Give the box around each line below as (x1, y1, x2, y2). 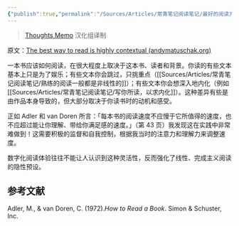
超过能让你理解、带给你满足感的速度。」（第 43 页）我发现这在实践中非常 (19, 120, 231, 129)
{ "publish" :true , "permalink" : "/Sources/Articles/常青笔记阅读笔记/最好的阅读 (7, 10, 230, 18)
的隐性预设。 (7, 162, 45, 171)
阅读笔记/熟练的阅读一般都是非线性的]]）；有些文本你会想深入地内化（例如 (13, 79, 230, 87)
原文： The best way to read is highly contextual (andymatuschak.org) (7, 45, 211, 54)
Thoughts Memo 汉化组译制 (24, 31, 107, 39)
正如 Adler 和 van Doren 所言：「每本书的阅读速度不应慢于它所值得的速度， (7, 112, 225, 120)
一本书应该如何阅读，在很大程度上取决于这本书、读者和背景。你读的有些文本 (7, 61, 232, 70)
